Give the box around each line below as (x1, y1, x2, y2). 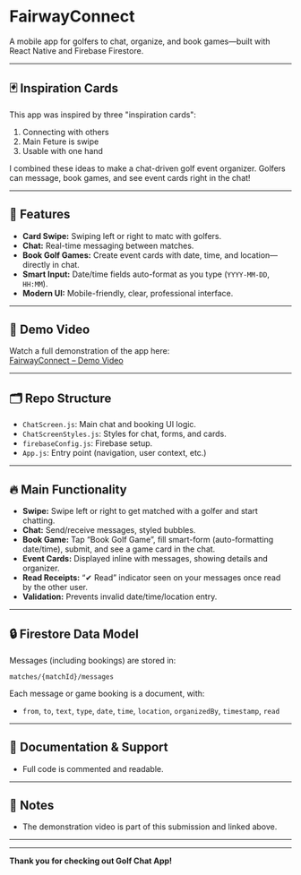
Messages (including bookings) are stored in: (9, 655, 176, 665)
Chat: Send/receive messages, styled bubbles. (21, 525, 196, 535)
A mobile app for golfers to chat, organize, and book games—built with (9, 36, 271, 47)
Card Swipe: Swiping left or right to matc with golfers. (21, 230, 222, 241)
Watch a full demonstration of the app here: (9, 346, 170, 356)
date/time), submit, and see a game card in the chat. (21, 544, 216, 554)
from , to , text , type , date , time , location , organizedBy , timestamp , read (21, 705, 280, 716)
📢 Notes (9, 798, 55, 813)
